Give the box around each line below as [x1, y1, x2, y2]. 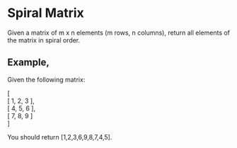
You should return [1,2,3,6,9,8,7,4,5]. [7, 132, 112, 141]
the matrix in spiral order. [7, 35, 81, 44]
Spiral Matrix [7, 5, 85, 21]
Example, [7, 57, 50, 69]
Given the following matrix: [7, 75, 86, 84]
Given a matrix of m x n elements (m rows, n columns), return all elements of [7, 28, 231, 37]
